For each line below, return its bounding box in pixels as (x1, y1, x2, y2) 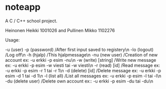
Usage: (5, 37, 20, 43)
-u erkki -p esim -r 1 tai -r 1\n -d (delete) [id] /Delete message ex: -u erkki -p (5, 67, 162, 73)
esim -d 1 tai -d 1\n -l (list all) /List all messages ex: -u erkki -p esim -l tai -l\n (5, 73, 162, 79)
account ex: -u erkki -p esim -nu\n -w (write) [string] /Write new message (5, 57, 157, 63)
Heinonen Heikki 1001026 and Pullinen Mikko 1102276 (5, 27, 115, 33)
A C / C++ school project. (5, 18, 58, 24)
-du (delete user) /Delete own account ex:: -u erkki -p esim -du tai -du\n (5, 78, 153, 84)
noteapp (5, 1, 41, 13)
